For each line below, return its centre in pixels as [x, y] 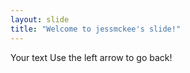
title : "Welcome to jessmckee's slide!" [96, 29]
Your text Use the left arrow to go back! [91, 57]
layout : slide [40, 19]
